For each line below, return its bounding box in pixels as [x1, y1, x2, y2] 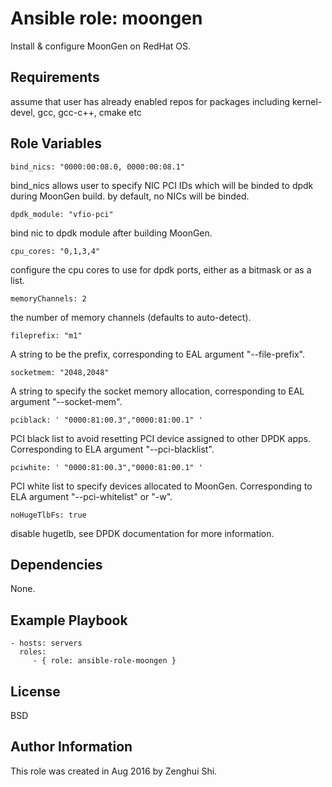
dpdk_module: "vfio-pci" [10, 209, 114, 219]
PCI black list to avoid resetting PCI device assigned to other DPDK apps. [10, 432, 311, 444]
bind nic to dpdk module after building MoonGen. [10, 227, 213, 239]
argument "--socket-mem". [10, 395, 123, 407]
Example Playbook [10, 612, 128, 629]
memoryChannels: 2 [10, 293, 87, 304]
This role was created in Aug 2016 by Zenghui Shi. [10, 765, 218, 777]
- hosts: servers [10, 638, 83, 649]
